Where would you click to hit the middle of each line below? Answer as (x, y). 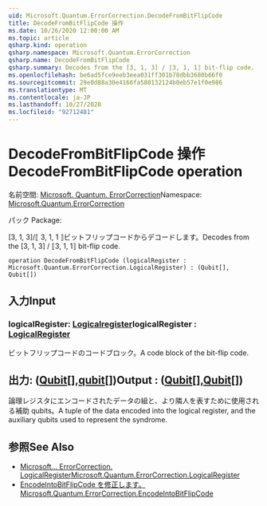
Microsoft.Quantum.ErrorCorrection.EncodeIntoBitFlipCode (116, 494)
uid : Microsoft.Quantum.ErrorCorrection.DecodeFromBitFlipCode (116, 16)
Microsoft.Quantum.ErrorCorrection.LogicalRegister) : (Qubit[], (119, 267)
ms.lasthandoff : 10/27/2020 (55, 105)
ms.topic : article (39, 38)
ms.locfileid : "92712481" (51, 113)
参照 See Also (41, 447)
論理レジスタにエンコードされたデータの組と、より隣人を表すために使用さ (130, 401)
